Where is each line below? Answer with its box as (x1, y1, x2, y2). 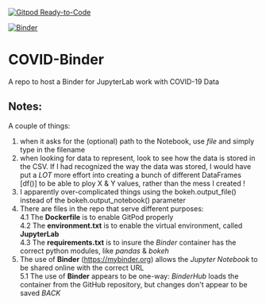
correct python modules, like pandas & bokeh (19, 246, 169, 256)
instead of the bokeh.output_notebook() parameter (19, 195, 187, 205)
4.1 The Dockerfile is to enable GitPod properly (19, 212, 174, 221)
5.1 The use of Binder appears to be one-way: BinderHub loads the (19, 271, 239, 281)
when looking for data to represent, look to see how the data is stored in (19, 153, 256, 163)
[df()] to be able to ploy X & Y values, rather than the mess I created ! (19, 179, 245, 188)
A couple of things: (8, 121, 71, 130)
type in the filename (19, 144, 86, 154)
